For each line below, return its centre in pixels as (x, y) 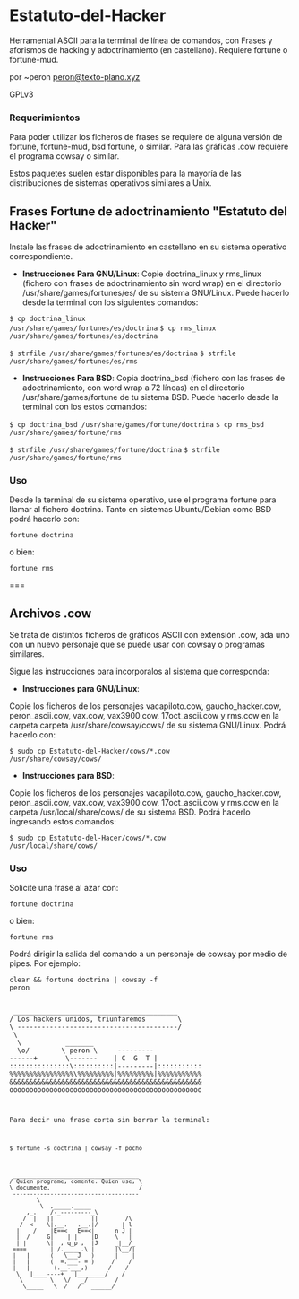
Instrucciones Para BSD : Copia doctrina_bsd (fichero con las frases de (154, 379)
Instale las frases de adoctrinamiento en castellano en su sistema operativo (148, 247)
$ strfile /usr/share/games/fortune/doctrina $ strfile (115, 450)
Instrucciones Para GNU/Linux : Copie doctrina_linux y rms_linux (141, 274)
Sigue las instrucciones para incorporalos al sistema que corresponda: (140, 671)
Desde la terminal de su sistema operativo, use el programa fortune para (143, 500)
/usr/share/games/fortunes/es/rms (74, 362)
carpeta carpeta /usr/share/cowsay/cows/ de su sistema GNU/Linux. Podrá (148, 725)
